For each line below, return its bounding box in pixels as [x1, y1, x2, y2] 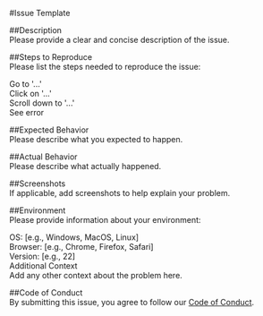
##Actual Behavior [9, 151, 78, 162]
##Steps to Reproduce [9, 52, 92, 62]
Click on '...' [9, 89, 52, 98]
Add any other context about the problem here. [9, 270, 183, 280]
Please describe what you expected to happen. [9, 134, 183, 144]
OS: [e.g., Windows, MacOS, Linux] [9, 232, 140, 243]
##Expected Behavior [9, 124, 89, 135]
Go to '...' [9, 79, 42, 89]
